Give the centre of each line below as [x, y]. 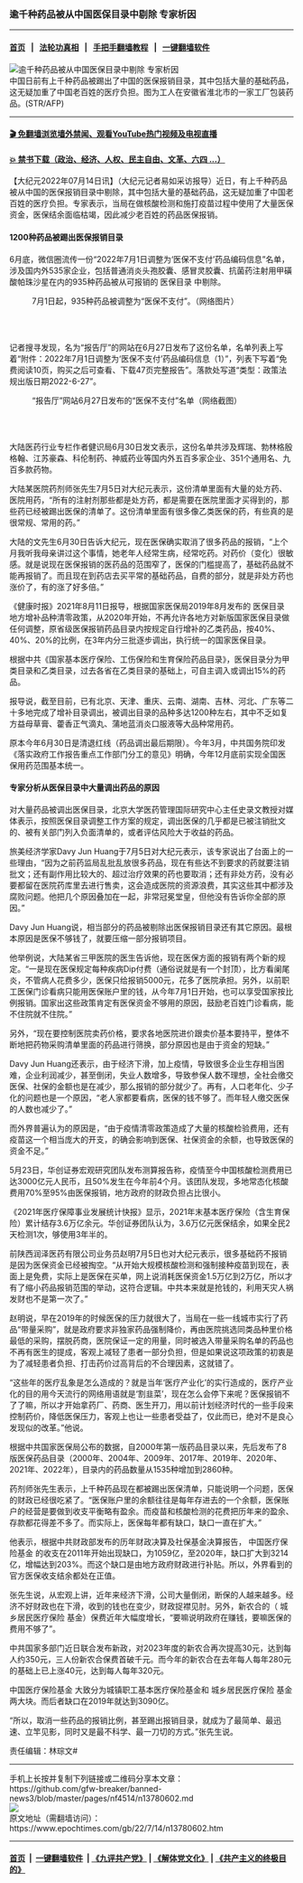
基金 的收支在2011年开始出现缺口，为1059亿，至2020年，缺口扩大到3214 [152, 1553]
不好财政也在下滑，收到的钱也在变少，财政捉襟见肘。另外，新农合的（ [147, 1605]
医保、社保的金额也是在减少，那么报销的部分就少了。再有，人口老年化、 [143, 1086]
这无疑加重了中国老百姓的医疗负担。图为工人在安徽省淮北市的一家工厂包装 [147, 91]
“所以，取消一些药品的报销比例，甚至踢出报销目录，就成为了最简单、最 [142, 1720]
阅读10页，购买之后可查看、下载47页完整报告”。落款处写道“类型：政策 [148, 370]
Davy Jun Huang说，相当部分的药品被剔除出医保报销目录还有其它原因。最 [147, 927]
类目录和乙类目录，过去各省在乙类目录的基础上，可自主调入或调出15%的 [143, 670]
